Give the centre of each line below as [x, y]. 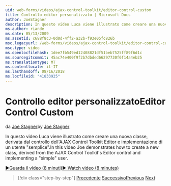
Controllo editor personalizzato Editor [85, 102]
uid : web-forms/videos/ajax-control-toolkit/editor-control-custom [78, 10]
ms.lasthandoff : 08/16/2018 [35, 72]
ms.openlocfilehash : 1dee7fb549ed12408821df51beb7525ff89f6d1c [74, 52]
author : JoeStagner [26, 19]
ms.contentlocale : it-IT [32, 67]
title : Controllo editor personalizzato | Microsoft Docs [68, 15]
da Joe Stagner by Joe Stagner [37, 126]
